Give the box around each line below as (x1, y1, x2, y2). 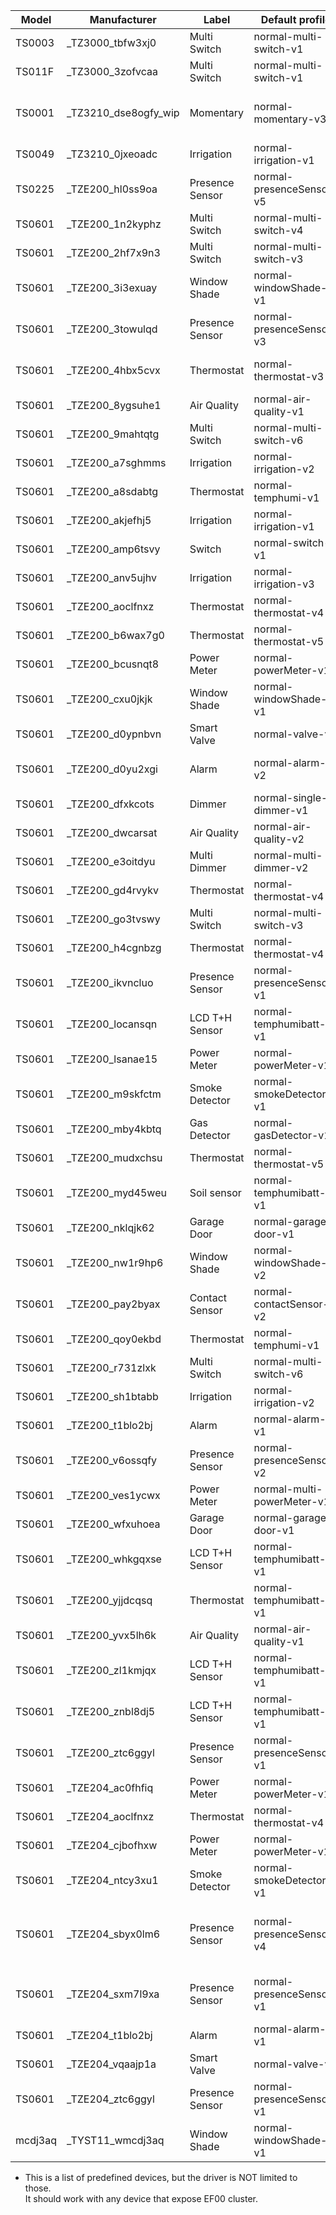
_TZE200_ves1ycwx (66, 1489, 161, 1502)
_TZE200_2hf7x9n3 (66, 246, 161, 259)
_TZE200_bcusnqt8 (66, 657, 160, 671)
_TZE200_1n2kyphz (66, 217, 162, 231)
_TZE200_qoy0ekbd (66, 1332, 162, 1346)
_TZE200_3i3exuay (66, 281, 158, 294)
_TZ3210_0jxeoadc (66, 147, 158, 161)
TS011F (15, 65, 55, 78)
